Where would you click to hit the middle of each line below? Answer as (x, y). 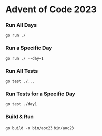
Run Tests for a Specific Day (40, 94)
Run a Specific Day (29, 48)
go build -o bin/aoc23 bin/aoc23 (40, 128)
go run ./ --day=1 (24, 58)
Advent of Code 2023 (51, 9)
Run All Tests (22, 71)
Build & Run (20, 117)
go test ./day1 (21, 104)
